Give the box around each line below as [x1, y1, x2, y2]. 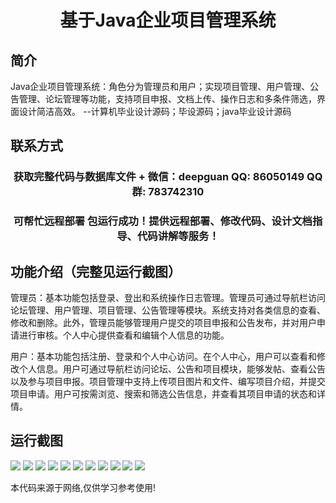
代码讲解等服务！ [136, 229, 220, 243]
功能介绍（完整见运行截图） [10, 263, 182, 280]
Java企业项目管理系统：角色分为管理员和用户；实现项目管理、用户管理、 [10, 81, 311, 92]
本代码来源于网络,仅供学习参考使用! [10, 481, 157, 493]
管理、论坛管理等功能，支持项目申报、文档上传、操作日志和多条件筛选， [18, 93, 317, 105]
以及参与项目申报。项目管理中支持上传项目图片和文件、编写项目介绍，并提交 [10, 376, 326, 388]
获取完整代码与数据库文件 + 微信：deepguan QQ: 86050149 [13, 170, 305, 184]
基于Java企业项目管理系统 [59, 9, 277, 32]
